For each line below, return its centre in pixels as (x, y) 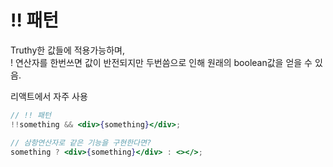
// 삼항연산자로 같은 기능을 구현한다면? (81, 142)
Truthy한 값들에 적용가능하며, (68, 50)
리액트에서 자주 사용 (49, 96)
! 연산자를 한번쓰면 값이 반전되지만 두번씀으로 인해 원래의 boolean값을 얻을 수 (161, 62)
